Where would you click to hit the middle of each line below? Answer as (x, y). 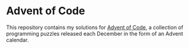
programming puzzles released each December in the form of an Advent (95, 33)
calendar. (17, 40)
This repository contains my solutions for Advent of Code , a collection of (95, 27)
